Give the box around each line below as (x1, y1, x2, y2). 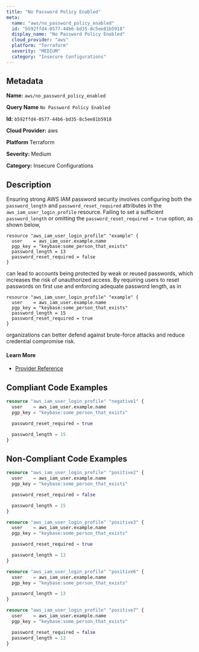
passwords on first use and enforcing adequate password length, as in (6, 283, 182, 290)
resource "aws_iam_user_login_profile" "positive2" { (6, 470, 145, 476)
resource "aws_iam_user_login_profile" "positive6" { (6, 568, 145, 575)
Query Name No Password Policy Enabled (6, 104, 110, 111)
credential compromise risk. (6, 338, 76, 345)
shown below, (6, 221, 41, 229)
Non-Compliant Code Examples (6, 454, 128, 464)
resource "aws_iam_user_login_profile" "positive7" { (6, 607, 145, 613)
